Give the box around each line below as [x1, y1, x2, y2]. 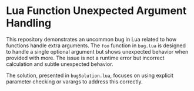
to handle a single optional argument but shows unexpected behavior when [6, 48, 189, 55]
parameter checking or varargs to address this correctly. [6, 78, 143, 85]
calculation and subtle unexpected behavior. [6, 60, 113, 68]
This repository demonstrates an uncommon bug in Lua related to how [6, 36, 177, 43]
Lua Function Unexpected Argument [6, 4, 187, 17]
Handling [6, 16, 52, 30]
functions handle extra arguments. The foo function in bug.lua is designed [6, 42, 186, 49]
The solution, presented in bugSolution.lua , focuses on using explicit [6, 72, 173, 79]
